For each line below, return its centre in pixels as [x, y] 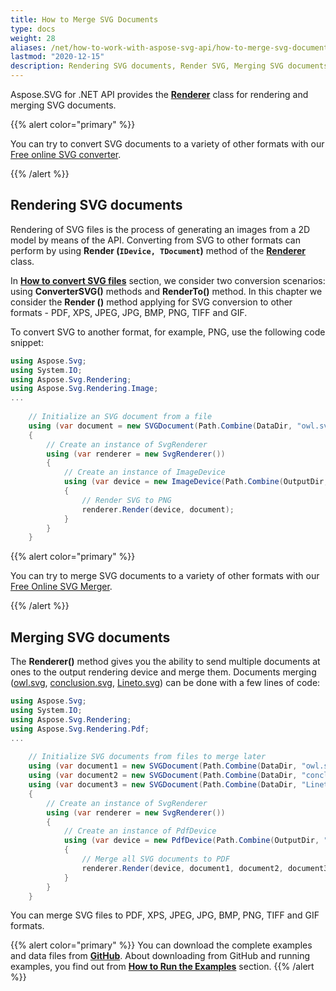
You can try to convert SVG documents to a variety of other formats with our [167, 144]
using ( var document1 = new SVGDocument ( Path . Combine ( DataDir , [163, 766]
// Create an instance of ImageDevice [144, 472]
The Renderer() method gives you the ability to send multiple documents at [165, 662]
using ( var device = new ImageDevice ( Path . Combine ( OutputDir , [196, 482]
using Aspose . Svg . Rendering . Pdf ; [80, 729]
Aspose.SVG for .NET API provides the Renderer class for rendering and [159, 94]
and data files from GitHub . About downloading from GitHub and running [160, 956]
